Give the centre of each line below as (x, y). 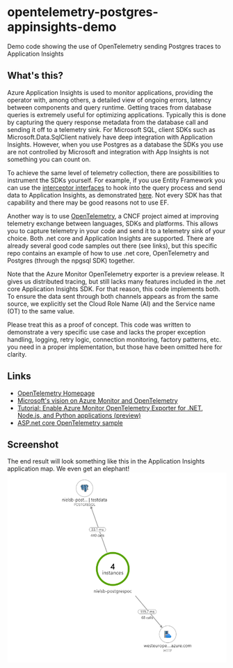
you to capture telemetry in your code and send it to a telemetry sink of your (116, 230)
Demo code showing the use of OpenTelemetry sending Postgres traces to (114, 46)
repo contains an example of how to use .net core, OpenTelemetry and (108, 253)
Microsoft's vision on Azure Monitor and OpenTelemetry (98, 400)
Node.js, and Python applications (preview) (79, 415)
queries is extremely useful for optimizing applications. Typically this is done (116, 114)
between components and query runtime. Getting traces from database (110, 107)
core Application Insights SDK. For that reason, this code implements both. (114, 289)
